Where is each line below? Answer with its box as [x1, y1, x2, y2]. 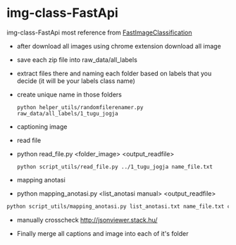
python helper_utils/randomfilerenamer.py [16, 103, 144, 111]
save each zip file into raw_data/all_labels [16, 55, 138, 64]
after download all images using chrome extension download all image [16, 42, 221, 50]
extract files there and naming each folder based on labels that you [16, 69, 212, 77]
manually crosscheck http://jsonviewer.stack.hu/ [16, 215, 158, 224]
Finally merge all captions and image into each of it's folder [16, 229, 189, 237]
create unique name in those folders [16, 90, 123, 99]
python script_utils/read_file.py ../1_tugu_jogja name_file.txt [16, 163, 213, 170]
